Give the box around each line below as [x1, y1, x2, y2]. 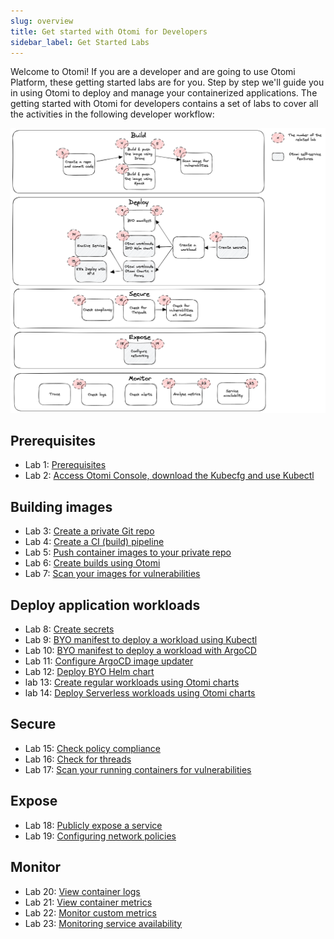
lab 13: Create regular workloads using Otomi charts [24, 676, 240, 689]
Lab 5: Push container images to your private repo [24, 546, 232, 559]
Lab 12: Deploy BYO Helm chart [24, 666, 155, 678]
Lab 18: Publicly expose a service [24, 819, 163, 831]
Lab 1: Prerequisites [24, 459, 107, 471]
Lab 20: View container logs [24, 885, 141, 897]
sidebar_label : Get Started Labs [10, 37, 150, 47]
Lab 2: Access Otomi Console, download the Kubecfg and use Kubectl [24, 470, 315, 482]
